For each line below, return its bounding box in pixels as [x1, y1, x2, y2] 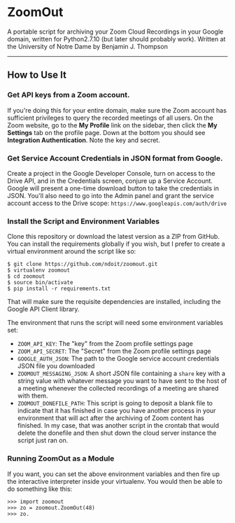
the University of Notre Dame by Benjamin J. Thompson [7, 42, 168, 50]
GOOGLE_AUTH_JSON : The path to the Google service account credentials [17, 354, 220, 363]
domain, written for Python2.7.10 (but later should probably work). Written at [7, 34, 226, 43]
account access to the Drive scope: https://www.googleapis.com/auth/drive [7, 199, 227, 207]
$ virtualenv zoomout [7, 267, 71, 274]
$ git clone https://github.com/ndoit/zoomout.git [7, 260, 158, 268]
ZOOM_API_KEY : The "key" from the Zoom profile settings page [17, 340, 194, 348]
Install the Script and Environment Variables [7, 216, 159, 226]
